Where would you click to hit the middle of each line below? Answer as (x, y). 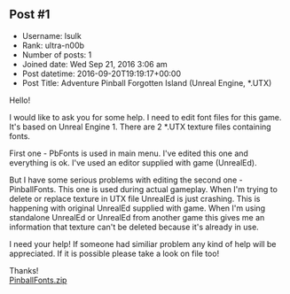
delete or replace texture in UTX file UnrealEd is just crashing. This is (135, 198)
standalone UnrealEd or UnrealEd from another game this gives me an (137, 217)
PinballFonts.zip (38, 280)
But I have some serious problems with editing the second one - (126, 180)
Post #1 (30, 15)
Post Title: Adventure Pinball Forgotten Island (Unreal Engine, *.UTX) (147, 82)
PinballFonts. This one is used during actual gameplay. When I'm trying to (143, 189)
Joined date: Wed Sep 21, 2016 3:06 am (95, 64)
